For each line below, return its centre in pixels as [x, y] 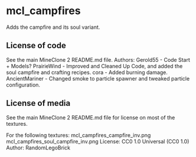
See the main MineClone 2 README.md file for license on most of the [91, 117]
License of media [38, 103]
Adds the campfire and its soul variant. [53, 27]
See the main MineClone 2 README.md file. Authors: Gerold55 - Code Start [98, 59]
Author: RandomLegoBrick [38, 148]
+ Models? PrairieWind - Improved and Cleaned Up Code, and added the [94, 66]
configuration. [23, 85]
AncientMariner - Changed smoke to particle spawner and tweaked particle [98, 78]
